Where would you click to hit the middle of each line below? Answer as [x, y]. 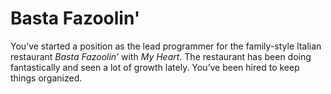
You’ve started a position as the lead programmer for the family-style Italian [166, 46]
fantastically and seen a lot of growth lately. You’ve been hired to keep [155, 67]
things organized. [46, 78]
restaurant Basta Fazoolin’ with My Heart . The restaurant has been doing [161, 56]
